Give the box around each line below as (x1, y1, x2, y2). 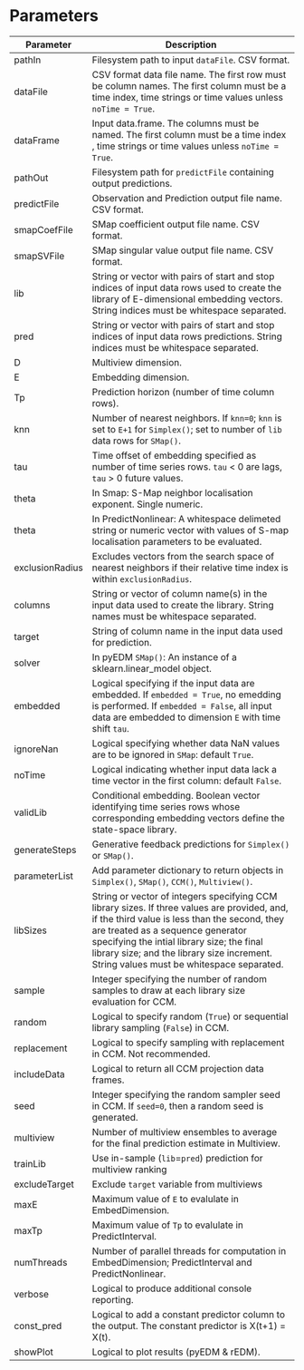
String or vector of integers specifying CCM (91, 889, 278, 902)
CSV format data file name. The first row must (91, 68, 287, 81)
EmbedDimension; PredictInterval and (91, 1256, 252, 1268)
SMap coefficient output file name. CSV (91, 218, 260, 230)
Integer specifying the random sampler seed (91, 1088, 280, 1101)
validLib (14, 806, 48, 819)
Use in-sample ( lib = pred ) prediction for (91, 1151, 264, 1164)
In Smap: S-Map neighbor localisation (91, 486, 253, 499)
